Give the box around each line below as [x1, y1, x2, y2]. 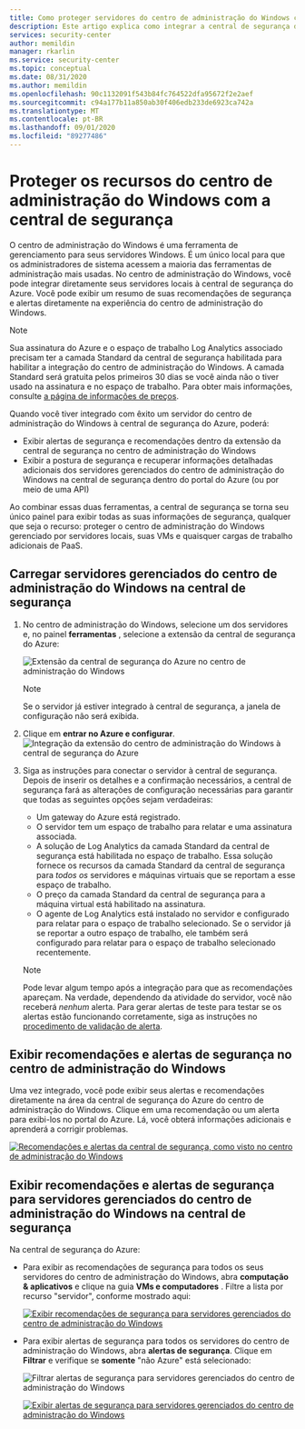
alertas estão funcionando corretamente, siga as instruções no [22, 1011, 258, 1022]
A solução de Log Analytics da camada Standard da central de [35, 840, 271, 851]
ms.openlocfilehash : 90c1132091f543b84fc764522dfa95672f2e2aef [9, 89, 254, 98]
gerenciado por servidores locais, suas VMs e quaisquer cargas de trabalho [9, 530, 293, 541]
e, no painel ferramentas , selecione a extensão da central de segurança [22, 628, 296, 639]
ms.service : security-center [9, 55, 120, 65]
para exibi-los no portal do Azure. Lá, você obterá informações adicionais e [9, 1114, 292, 1125]
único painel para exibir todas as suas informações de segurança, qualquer [9, 511, 291, 522]
